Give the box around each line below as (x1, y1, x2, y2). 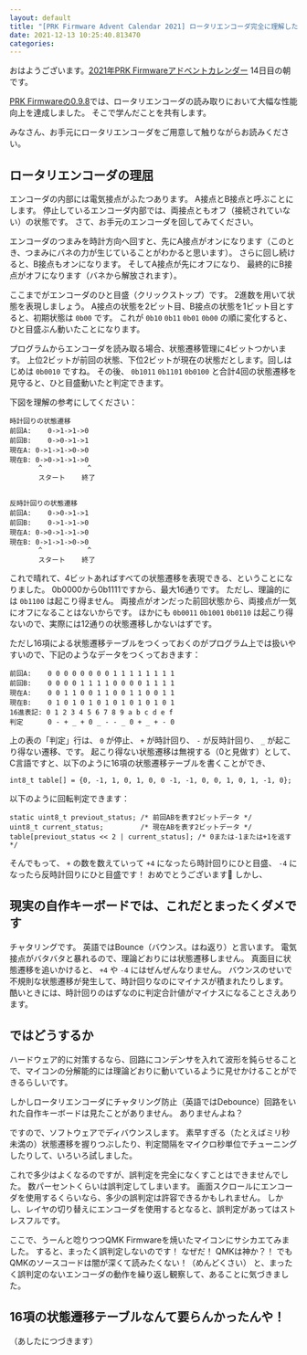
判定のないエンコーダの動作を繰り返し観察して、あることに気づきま (25, 1268, 281, 1279)
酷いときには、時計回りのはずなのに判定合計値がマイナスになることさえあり (9, 987, 298, 998)
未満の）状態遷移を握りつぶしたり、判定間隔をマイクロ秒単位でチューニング (9, 1138, 298, 1149)
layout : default (9, 13, 71, 23)
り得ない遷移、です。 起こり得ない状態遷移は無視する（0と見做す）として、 (9, 746, 296, 757)
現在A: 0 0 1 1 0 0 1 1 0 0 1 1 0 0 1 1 (9, 689, 175, 698)
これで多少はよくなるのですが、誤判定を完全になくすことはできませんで (9, 1169, 281, 1180)
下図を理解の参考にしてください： (9, 397, 138, 408)
